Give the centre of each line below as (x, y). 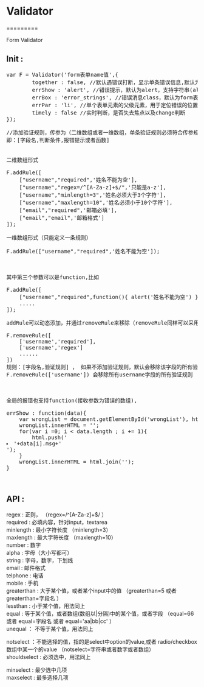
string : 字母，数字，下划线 (40, 560)
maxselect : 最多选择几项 (37, 677)
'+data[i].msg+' (38, 443)
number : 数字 (24, 545)
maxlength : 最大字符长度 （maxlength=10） (61, 537)
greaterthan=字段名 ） (34, 598)
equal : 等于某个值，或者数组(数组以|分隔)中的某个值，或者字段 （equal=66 (100, 613)
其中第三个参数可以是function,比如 (53, 277)
